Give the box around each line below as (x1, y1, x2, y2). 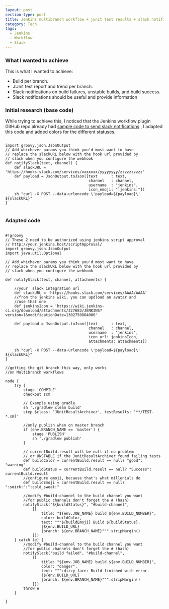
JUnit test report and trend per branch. (12, 84, 93, 90)
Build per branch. (12, 78, 49, 84)
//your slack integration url (14, 286, 80, 291)
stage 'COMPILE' (23, 387, 57, 392)
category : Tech (5, 21, 37, 27)
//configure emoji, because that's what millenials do (23, 475, 141, 480)
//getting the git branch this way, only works (5, 365, 107, 371)
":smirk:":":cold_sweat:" (5, 484, 59, 490)
